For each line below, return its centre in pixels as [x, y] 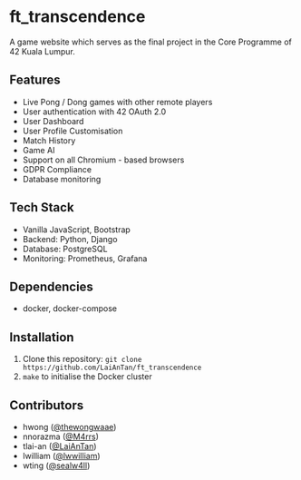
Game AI [39, 150]
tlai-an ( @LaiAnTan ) [59, 446]
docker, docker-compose [70, 309]
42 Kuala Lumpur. [42, 51]
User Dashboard [53, 121]
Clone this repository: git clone [82, 359]
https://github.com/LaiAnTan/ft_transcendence [112, 368]
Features [35, 80]
